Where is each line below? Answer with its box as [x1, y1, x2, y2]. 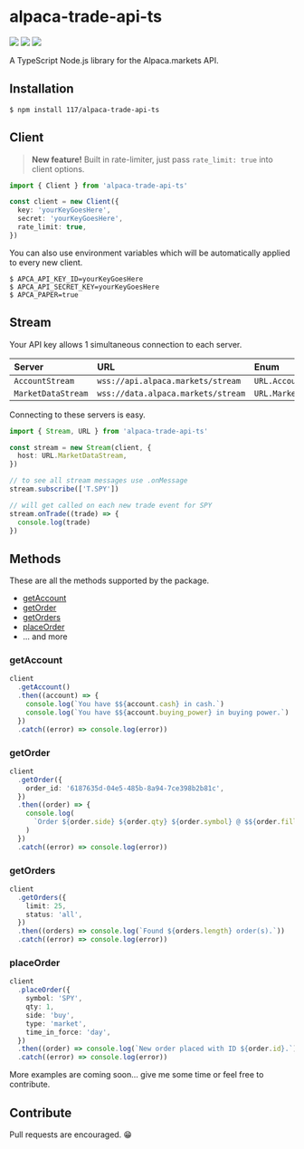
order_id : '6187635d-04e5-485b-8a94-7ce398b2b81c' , [25, 783, 224, 793]
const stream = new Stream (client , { [9, 443, 152, 452]
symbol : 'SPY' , [25, 994, 83, 1003]
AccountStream [14, 376, 75, 386]
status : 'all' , [25, 910, 83, 919]
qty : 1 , [25, 1002, 54, 1011]
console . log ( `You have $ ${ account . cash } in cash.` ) [25, 700, 224, 709]
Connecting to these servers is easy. [9, 409, 147, 420]
